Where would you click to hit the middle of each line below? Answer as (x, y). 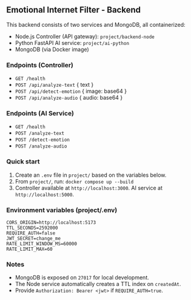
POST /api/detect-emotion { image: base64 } (71, 91)
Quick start (23, 162)
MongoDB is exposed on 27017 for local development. (82, 278)
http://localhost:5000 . (45, 194)
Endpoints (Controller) (40, 65)
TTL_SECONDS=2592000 (32, 228)
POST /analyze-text (40, 134)
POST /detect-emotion (42, 140)
